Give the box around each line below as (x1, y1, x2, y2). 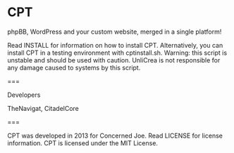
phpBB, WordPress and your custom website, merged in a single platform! (7, 27, 222, 36)
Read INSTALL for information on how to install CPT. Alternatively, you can (7, 41, 223, 49)
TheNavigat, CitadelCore (7, 104, 80, 112)
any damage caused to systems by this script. (7, 63, 141, 72)
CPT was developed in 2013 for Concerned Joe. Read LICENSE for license (7, 131, 223, 140)
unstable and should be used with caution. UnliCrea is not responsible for (7, 55, 221, 64)
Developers (7, 91, 41, 99)
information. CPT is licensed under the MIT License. (7, 138, 159, 147)
